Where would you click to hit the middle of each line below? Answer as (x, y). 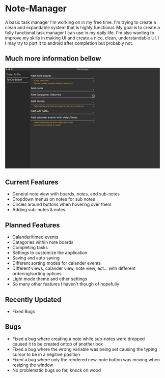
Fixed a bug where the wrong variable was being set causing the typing (84, 349)
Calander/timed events (35, 237)
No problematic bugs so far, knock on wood (56, 370)
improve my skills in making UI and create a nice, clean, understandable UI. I (82, 38)
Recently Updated (33, 299)
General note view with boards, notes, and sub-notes (66, 194)
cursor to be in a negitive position (46, 354)
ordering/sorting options (37, 274)
